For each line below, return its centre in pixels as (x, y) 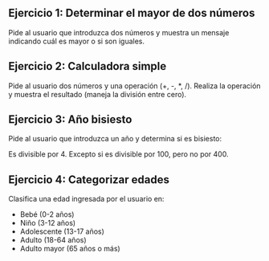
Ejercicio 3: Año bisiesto (70, 120)
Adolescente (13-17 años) (62, 231)
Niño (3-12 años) (48, 223)
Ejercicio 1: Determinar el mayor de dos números (132, 13)
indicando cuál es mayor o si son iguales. (77, 41)
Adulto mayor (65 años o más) (70, 249)
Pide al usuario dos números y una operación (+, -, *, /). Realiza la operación (134, 86)
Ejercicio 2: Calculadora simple (88, 66)
